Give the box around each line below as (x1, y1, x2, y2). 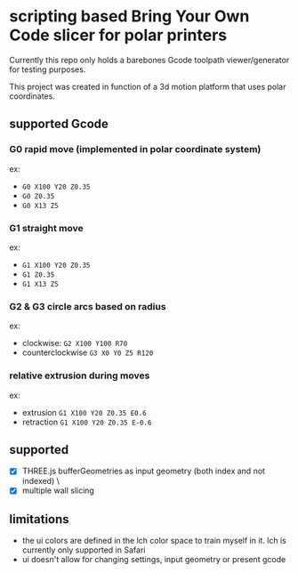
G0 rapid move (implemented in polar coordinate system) (9, 143, 262, 156)
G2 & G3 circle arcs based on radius (9, 300, 166, 312)
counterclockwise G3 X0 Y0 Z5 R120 (21, 347, 154, 358)
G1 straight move (9, 222, 85, 234)
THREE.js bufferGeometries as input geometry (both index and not (21, 465, 265, 477)
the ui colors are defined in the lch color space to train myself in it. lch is (21, 536, 286, 546)
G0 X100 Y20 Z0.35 (21, 182, 91, 191)
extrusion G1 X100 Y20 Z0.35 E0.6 (21, 407, 147, 417)
